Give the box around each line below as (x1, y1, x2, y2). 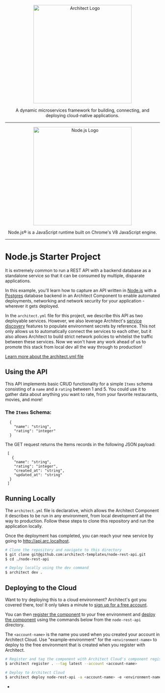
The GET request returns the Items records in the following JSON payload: (5, 442, 156, 448)
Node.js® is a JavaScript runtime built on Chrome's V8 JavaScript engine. (8, 229, 157, 235)
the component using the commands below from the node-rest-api (5, 617, 141, 623)
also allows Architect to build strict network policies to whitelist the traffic (5, 333, 153, 339)
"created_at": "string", (14, 468, 65, 473)
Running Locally (5, 494, 55, 503)
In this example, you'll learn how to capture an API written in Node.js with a (5, 287, 157, 293)
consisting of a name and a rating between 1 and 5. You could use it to (5, 386, 146, 392)
